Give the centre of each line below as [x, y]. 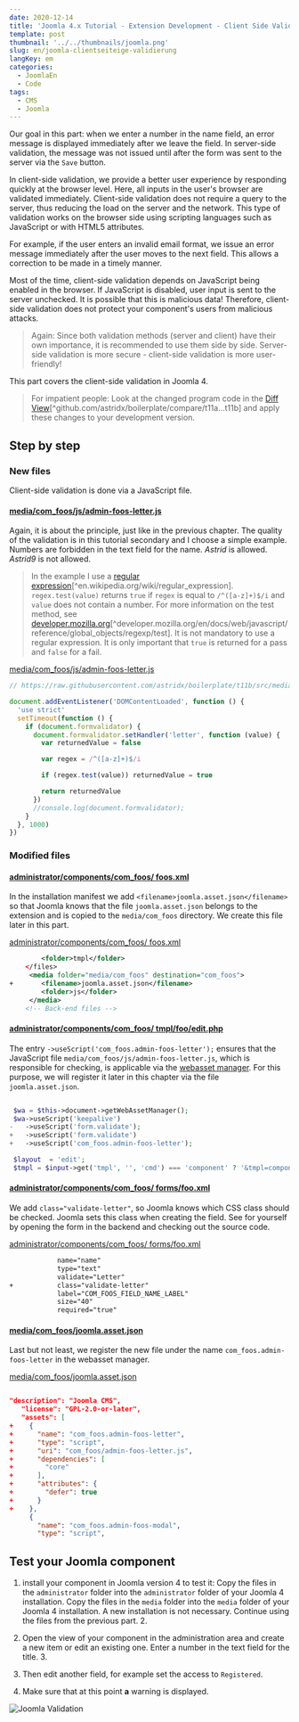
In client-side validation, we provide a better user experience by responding [148, 180]
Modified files [40, 856]
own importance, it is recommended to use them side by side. [144, 345]
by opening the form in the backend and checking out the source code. [140, 1227]
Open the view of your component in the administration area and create [153, 1638]
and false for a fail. [66, 652]
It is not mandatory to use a [225, 633]
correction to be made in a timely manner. [86, 263]
